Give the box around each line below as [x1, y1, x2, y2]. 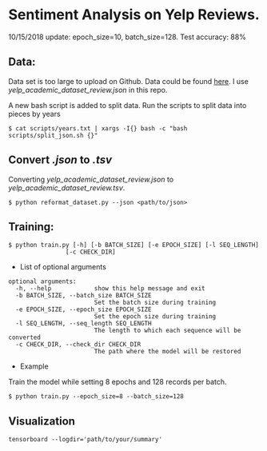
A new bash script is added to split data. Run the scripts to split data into [8, 100, 247, 110]
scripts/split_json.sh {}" [8, 131, 98, 139]
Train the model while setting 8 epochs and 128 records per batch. [8, 377, 227, 387]
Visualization [8, 414, 76, 428]
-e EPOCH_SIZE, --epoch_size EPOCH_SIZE [15, 305, 152, 313]
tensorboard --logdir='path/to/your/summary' [8, 436, 162, 444]
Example [19, 361, 50, 371]
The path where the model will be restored [94, 348, 241, 356]
